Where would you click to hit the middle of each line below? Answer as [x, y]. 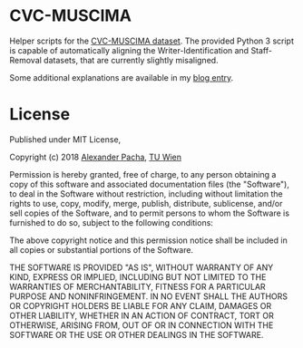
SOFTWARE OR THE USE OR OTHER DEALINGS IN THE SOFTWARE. [137, 334]
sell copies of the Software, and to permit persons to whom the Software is [150, 213]
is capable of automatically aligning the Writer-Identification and [129, 50]
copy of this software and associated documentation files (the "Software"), [150, 184]
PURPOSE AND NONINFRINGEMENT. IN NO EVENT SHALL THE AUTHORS [149, 296]
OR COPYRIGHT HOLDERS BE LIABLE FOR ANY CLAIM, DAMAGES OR [141, 305]
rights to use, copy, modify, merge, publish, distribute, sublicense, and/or [146, 203]
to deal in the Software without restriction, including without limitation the [146, 193]
